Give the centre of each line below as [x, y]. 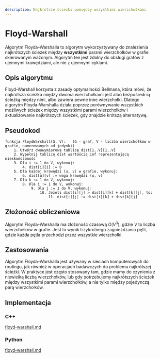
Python [14, 340]
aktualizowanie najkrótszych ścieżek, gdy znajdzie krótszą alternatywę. [76, 115]
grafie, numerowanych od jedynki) [40, 146]
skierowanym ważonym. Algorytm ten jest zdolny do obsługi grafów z [74, 57]
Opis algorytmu [29, 77]
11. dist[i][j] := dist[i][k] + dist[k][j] [93, 197]
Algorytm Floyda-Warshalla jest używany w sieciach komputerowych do [77, 262]
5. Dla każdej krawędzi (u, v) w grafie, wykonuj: [66, 171]
